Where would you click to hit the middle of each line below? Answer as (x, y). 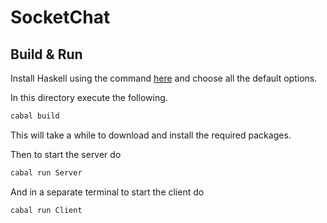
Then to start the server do (66, 154)
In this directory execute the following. (89, 97)
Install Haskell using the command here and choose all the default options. (164, 78)
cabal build (35, 116)
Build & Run (46, 54)
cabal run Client (46, 210)
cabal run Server (46, 172)
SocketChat (60, 17)
